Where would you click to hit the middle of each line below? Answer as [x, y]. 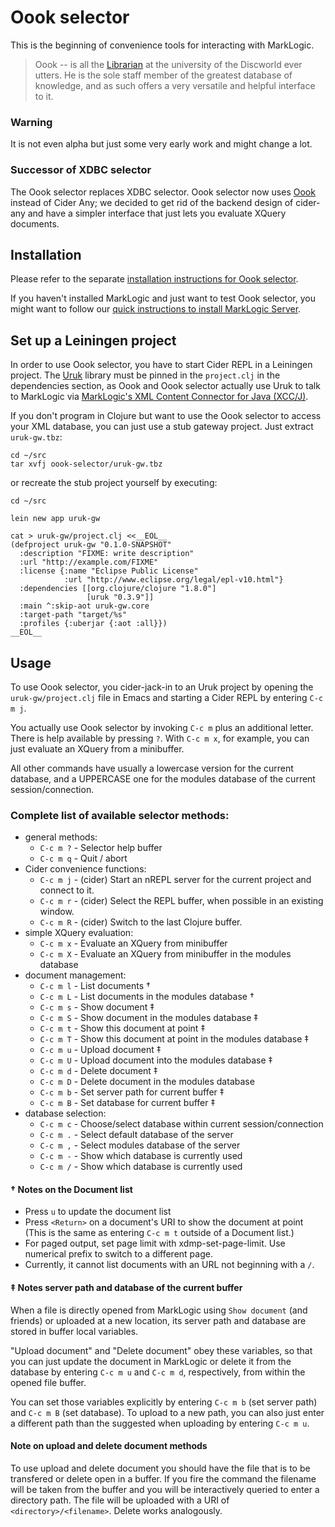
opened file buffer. [48, 1382]
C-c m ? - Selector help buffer [101, 848]
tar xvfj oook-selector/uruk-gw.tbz [86, 464]
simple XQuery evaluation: [79, 933]
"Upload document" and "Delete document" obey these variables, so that [161, 1350]
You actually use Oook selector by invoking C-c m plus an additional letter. [162, 727]
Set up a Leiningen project [93, 340]
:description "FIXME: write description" [107, 554]
